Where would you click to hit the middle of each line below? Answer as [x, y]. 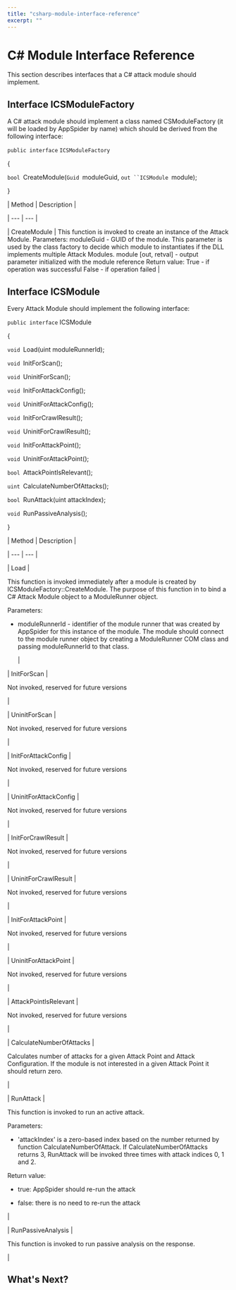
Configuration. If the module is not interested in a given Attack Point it [108, 1064]
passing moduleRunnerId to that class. [73, 646]
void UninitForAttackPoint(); [48, 459]
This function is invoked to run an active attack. [76, 1112]
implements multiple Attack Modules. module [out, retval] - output [103, 254]
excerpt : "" [25, 20]
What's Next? [38, 1280]
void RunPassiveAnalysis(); [48, 514]
